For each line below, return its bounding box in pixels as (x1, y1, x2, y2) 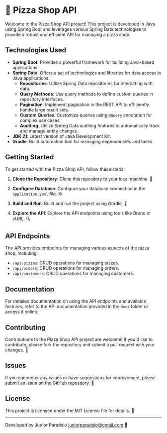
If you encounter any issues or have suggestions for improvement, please (5, 374, 156, 380)
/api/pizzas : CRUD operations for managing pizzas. (12, 260, 119, 266)
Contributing (5, 323, 46, 331)
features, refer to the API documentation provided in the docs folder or (5, 304, 149, 310)
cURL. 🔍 (12, 216, 31, 221)
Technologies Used (5, 46, 66, 54)
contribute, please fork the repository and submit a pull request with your (5, 342, 155, 347)
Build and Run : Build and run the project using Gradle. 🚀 (12, 200, 127, 206)
